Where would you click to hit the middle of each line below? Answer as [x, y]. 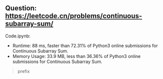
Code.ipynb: [18, 36]
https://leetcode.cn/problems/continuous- [74, 16]
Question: [21, 8]
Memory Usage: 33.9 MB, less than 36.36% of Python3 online [76, 56]
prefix [24, 71]
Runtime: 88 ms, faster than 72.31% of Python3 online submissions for [85, 45]
